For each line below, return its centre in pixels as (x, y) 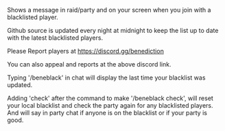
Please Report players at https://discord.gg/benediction (86, 51)
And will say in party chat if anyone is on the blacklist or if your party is (107, 113)
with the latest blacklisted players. (55, 38)
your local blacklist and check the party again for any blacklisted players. (110, 105)
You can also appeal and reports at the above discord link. (89, 64)
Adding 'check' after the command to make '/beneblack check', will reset (110, 98)
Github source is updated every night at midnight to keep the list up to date (113, 31)
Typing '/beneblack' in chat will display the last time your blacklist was (106, 78)
